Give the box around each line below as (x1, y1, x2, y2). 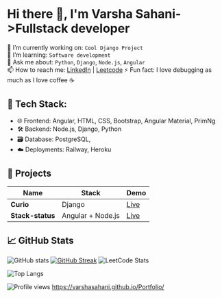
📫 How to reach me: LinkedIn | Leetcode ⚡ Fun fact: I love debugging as (7, 65, 212, 74)
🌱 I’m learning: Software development (7, 51, 111, 59)
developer (71, 21, 130, 36)
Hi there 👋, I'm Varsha (7, 6, 133, 22)
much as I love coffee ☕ (7, 75, 75, 84)
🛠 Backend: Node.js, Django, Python (16, 125, 122, 133)
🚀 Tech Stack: (7, 99, 67, 110)
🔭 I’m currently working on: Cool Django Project (7, 43, 144, 51)
